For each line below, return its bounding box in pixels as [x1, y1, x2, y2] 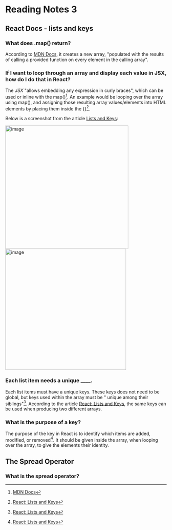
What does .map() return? [5, 40, 71, 47]
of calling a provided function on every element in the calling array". [5, 56, 148, 63]
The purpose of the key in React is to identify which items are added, [5, 430, 151, 437]
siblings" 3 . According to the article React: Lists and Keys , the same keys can [5, 400, 166, 407]
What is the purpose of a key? [5, 419, 81, 426]
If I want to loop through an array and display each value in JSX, [5, 69, 167, 77]
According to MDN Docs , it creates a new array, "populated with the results [5, 51, 164, 57]
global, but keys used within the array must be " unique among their [5, 394, 148, 400]
